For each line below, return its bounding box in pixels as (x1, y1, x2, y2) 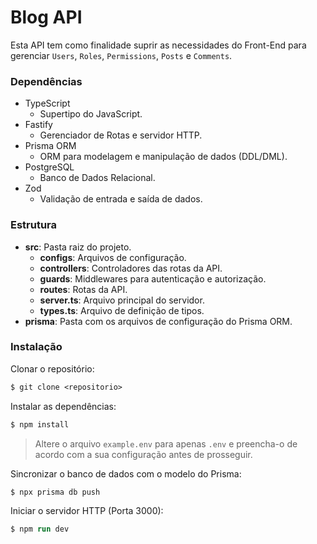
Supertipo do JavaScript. (39, 108, 143, 120)
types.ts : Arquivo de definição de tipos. (39, 304, 205, 316)
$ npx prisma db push (10, 487, 101, 497)
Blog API (10, 6, 83, 29)
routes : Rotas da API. (39, 283, 128, 295)
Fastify (24, 119, 53, 131)
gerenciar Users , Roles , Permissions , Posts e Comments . (10, 49, 233, 61)
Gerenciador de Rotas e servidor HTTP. (39, 129, 203, 141)
